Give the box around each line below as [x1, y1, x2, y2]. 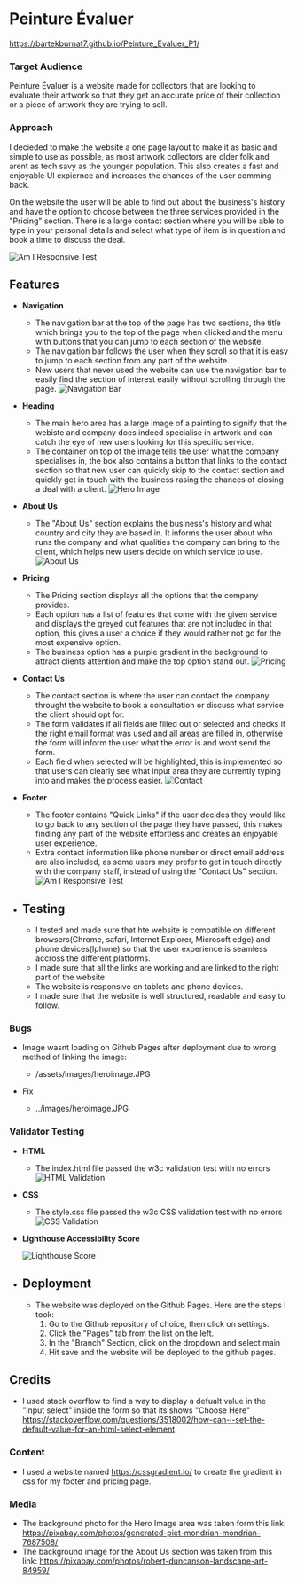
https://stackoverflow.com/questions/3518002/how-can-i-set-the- [21, 1415, 266, 1425]
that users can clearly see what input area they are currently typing [35, 766, 281, 776]
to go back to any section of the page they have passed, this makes [35, 819, 283, 830]
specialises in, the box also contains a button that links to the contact [35, 456, 288, 466]
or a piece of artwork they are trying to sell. [9, 99, 168, 110]
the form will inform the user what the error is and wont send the [35, 737, 271, 748]
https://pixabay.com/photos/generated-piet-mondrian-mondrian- [21, 1527, 262, 1538]
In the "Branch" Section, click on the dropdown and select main [48, 1337, 281, 1347]
